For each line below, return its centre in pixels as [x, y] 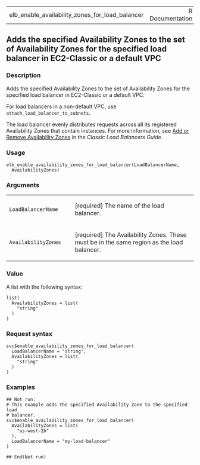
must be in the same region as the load [129, 243]
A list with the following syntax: [44, 287]
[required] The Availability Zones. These [131, 235]
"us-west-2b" [33, 431]
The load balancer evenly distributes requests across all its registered [91, 124]
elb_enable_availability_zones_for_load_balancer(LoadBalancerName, [93, 165]
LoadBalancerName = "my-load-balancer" [61, 442]
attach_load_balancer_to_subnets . [48, 112]
